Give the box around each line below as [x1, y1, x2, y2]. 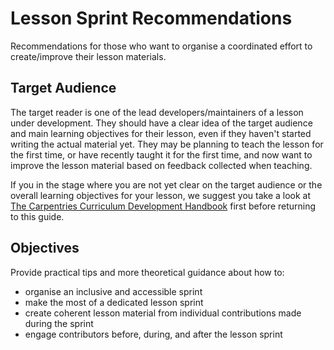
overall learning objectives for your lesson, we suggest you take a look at [10, 189, 312, 201]
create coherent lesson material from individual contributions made [24, 307, 302, 319]
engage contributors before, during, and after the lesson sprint [24, 328, 283, 340]
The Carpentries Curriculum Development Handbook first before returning [10, 200, 317, 212]
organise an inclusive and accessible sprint [24, 285, 203, 297]
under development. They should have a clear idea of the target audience [10, 117, 313, 129]
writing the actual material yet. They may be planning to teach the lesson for [10, 138, 324, 150]
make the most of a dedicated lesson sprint [24, 296, 204, 308]
